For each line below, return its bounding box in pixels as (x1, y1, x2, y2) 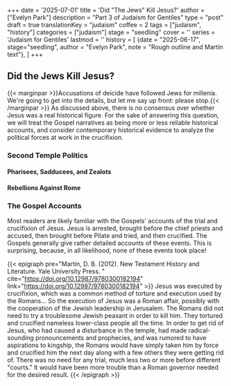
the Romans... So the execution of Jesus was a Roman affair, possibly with (7, 297, 220, 305)
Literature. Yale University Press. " (7, 267, 105, 275)
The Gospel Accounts (7, 201, 82, 211)
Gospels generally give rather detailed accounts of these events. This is (7, 239, 212, 248)
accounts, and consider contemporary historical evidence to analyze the (7, 125, 214, 134)
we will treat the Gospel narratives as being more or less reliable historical (7, 118, 219, 127)
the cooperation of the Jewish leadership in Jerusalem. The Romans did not (7, 304, 224, 312)
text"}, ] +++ (7, 50, 44, 58)
